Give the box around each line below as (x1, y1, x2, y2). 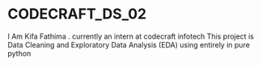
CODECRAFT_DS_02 (7, 5, 147, 23)
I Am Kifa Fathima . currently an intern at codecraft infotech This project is (7, 31, 254, 41)
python (7, 48, 32, 58)
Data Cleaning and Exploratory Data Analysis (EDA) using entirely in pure (7, 39, 250, 49)
